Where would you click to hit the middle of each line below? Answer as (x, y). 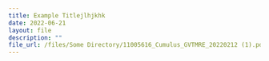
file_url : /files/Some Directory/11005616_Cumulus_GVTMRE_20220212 (123, 45)
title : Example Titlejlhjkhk (57, 15)
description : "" (35, 38)
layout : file (30, 30)
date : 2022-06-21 (37, 23)
